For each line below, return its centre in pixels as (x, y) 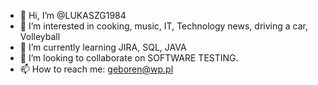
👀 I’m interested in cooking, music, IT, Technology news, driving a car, (163, 26)
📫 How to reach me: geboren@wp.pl (96, 69)
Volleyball (40, 36)
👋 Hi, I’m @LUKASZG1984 (73, 15)
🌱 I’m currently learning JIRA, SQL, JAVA (103, 47)
